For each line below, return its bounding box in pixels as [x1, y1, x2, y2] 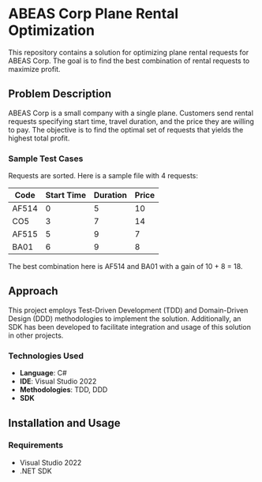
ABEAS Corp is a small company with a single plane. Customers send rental [8, 108, 254, 118]
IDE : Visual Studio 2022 [19, 376, 97, 387]
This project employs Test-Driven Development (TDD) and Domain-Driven [8, 305, 249, 315]
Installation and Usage [8, 416, 121, 430]
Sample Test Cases [8, 153, 84, 164]
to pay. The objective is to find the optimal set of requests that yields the [8, 125, 244, 134]
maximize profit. [8, 64, 61, 73]
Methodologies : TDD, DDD [19, 385, 108, 394]
